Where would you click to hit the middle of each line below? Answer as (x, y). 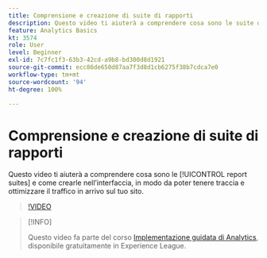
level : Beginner (35, 52)
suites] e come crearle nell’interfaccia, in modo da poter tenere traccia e (126, 183)
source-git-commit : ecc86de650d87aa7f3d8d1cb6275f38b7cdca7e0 (113, 67)
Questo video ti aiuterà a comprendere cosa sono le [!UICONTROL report (128, 175)
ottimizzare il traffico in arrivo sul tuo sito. (76, 191)
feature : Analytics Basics (53, 30)
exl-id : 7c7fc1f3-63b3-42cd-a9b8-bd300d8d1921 (87, 60)
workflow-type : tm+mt (44, 75)
